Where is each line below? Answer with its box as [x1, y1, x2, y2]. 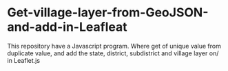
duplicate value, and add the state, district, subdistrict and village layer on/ [7, 49, 219, 57]
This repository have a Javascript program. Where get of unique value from [7, 42, 222, 50]
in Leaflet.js [7, 56, 40, 64]
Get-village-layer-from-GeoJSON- [7, 5, 209, 20]
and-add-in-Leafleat [7, 19, 127, 35]
